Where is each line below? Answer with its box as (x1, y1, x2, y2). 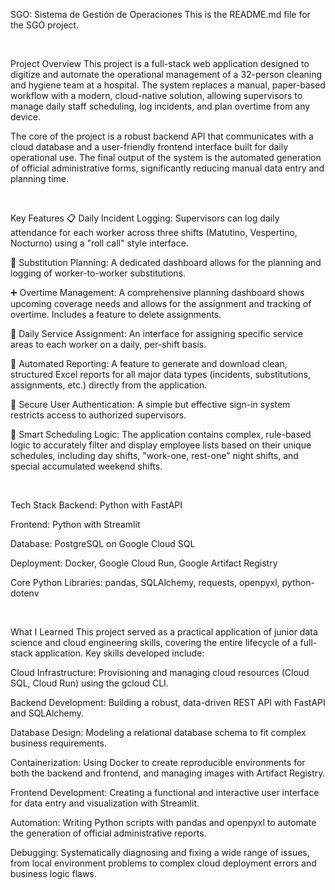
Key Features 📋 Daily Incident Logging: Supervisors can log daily (10, 212, 280, 224)
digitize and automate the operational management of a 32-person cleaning (10, 69, 323, 80)
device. (10, 111, 41, 123)
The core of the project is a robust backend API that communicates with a (10, 130, 314, 142)
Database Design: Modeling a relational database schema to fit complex (10, 727, 307, 738)
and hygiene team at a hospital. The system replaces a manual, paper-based (10, 79, 326, 91)
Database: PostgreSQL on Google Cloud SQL (10, 538, 196, 549)
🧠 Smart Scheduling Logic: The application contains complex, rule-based (10, 429, 312, 440)
